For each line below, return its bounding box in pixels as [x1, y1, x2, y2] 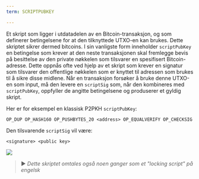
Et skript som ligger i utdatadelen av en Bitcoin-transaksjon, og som [6, 30, 172, 37]
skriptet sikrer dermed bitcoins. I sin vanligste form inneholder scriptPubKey [6, 43, 192, 50]
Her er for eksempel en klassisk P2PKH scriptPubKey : [6, 105, 137, 112]
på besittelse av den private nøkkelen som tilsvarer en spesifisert [6, 55, 165, 62]
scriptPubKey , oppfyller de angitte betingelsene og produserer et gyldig [6, 87, 181, 94]
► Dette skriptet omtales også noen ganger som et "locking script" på [20, 160, 193, 167]
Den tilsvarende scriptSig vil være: [6, 127, 93, 134]
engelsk [20, 166, 40, 173]
